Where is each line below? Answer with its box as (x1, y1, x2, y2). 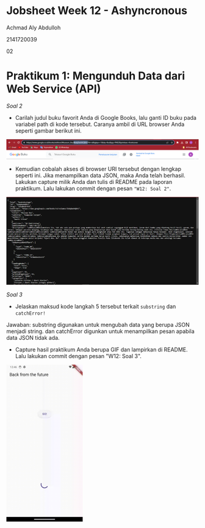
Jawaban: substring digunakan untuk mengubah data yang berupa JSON (6, 321, 190, 328)
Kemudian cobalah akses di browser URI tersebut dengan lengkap (15, 166, 182, 173)
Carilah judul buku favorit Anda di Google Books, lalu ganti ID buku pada (15, 114, 197, 121)
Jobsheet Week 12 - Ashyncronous (6, 4, 188, 18)
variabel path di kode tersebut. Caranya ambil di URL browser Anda (15, 120, 185, 128)
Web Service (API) (6, 82, 101, 96)
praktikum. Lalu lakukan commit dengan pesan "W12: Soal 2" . (15, 185, 171, 193)
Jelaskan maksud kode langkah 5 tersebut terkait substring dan (15, 302, 176, 310)
